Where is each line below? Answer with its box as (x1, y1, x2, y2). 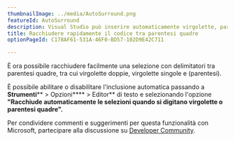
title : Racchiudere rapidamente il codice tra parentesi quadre (7, 29, 199, 37)
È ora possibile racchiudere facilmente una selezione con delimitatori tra (7, 62, 215, 70)
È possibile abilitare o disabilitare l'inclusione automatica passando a (7, 83, 205, 91)
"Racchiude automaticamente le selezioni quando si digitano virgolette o (7, 98, 223, 106)
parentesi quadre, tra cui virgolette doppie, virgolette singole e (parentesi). (7, 69, 222, 78)
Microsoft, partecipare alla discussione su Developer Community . (7, 126, 196, 135)
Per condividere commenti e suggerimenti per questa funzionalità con (7, 119, 208, 127)
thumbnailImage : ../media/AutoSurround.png (7, 10, 136, 18)
